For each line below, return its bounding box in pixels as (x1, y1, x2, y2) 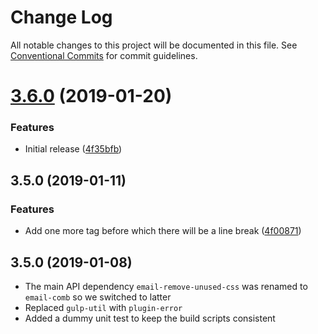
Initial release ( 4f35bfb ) (24, 143, 123, 155)
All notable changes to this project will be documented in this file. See (10, 39, 298, 51)
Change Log (10, 6, 113, 29)
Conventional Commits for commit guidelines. (10, 49, 198, 61)
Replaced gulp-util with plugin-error (24, 301, 183, 313)
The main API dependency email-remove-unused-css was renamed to (24, 280, 308, 292)
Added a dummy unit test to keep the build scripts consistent (24, 312, 276, 324)
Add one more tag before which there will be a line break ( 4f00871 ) (24, 225, 302, 237)
